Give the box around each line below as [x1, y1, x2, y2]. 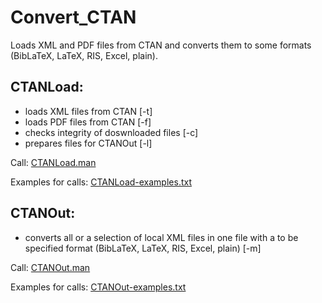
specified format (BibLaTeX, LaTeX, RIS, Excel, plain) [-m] [24, 242, 262, 254]
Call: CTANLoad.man [10, 156, 97, 168]
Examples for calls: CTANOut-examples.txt [10, 281, 187, 293]
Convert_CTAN [10, 6, 137, 29]
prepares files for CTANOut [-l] [24, 137, 153, 149]
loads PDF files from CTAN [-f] [24, 116, 152, 128]
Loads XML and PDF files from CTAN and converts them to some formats [10, 39, 312, 51]
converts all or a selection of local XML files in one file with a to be [24, 231, 299, 243]
